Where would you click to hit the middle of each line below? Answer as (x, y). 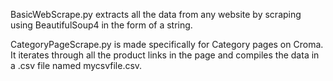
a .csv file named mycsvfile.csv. (76, 65)
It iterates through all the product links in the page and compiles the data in (165, 55)
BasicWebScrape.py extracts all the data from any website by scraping (156, 14)
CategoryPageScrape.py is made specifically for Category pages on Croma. (167, 44)
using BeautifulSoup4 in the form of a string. (101, 25)
